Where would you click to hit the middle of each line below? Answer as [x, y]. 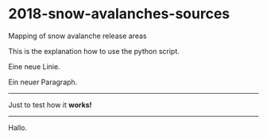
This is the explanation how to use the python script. [94, 51]
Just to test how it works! [50, 105]
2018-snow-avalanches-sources [119, 14]
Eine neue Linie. [35, 66]
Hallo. [18, 127]
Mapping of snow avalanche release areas [77, 36]
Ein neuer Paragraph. [43, 82]
